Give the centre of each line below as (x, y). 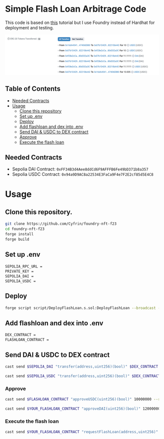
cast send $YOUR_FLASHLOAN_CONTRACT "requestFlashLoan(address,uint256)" (82, 432)
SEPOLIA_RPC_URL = (24, 266)
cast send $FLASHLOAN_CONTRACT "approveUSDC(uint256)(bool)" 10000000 (78, 399)
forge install (20, 234)
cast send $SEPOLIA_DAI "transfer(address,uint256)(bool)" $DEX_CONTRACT (82, 367)
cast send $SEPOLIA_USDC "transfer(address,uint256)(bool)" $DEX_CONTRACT (83, 376)
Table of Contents (33, 89)
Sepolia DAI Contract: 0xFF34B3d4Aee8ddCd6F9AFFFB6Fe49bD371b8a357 (80, 169)
